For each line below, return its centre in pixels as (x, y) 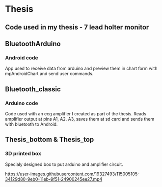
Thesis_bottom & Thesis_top (50, 140)
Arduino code (22, 103)
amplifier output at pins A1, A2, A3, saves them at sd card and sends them (80, 119)
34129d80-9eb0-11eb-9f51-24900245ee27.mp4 (54, 179)
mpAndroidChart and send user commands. (49, 74)
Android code (22, 57)
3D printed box (23, 154)
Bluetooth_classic (33, 89)
